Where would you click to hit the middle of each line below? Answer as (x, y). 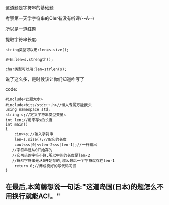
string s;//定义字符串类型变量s (36, 115)
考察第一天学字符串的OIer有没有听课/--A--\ (50, 18)
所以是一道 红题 (21, 29)
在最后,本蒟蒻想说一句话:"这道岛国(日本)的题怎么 (81, 187)
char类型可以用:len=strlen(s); (36, 69)
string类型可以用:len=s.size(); (37, 50)
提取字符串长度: (21, 39)
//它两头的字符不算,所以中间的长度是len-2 (51, 155)
